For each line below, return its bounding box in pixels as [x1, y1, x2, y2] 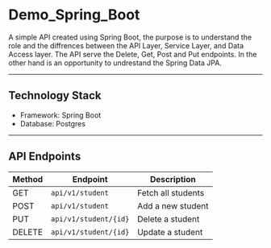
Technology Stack [8, 89, 102, 102]
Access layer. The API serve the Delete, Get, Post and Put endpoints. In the [8, 49, 257, 59]
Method [12, 173, 44, 184]
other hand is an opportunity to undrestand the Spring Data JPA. [8, 58, 222, 68]
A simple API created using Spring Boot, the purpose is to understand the [8, 32, 252, 42]
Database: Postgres [19, 118, 86, 128]
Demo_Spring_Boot [8, 6, 140, 24]
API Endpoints [8, 150, 81, 163]
